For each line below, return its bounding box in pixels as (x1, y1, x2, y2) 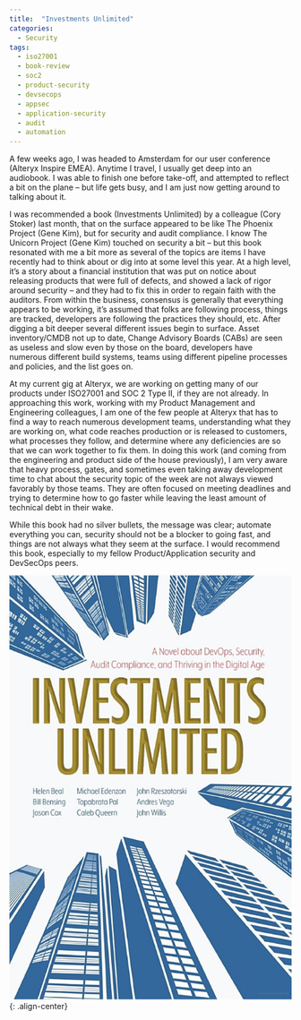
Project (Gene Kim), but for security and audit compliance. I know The (9, 228, 268, 239)
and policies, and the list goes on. (9, 361, 133, 372)
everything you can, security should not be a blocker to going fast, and (9, 529, 271, 540)
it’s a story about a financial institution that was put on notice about (9, 266, 257, 277)
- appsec (17, 99, 50, 108)
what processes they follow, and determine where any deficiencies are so (9, 435, 281, 447)
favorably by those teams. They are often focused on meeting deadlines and (9, 484, 291, 494)
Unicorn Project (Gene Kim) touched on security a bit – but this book (9, 237, 262, 248)
